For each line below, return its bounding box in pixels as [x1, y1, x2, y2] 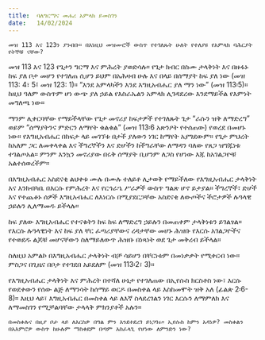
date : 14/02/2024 [8, 19, 73, 27]
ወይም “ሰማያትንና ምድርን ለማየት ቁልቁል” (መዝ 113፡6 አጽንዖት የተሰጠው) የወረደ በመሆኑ [8, 122, 246, 132]
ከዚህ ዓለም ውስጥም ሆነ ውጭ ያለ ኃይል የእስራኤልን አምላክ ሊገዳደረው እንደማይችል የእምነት [8, 88, 252, 98]
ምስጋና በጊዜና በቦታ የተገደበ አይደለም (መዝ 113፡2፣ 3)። [8, 259, 155, 269]
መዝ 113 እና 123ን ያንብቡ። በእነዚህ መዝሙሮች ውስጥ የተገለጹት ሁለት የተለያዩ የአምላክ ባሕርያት [8, 41, 253, 48]
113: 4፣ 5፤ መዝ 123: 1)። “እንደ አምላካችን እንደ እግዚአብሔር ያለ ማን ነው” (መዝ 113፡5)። [8, 79, 248, 89]
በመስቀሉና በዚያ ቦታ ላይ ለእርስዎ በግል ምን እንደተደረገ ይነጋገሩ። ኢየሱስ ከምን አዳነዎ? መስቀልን [8, 318, 244, 326]
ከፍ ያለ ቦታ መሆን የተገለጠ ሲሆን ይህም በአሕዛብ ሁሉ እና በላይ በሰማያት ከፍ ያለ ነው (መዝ [8, 71, 246, 80]
